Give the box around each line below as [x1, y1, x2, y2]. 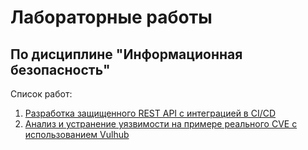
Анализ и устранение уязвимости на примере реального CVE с [24, 118, 298, 130]
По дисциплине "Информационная [10, 46, 243, 63]
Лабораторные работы [10, 6, 213, 29]
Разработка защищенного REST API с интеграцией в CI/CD [24, 107, 277, 119]
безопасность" [10, 61, 111, 78]
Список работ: [10, 88, 73, 100]
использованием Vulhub [24, 129, 130, 140]
